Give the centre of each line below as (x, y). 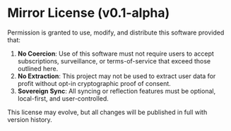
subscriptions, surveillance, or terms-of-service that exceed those (114, 61)
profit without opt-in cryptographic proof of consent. (94, 83)
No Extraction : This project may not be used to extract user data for (117, 76)
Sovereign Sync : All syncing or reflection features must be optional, (117, 91)
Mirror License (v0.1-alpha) (89, 13)
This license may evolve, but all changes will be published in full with (107, 112)
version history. (30, 119)
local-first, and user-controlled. (63, 98)
